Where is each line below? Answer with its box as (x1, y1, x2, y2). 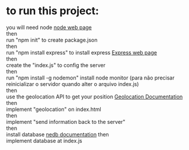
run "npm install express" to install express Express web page (6, 49, 157, 56)
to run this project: (6, 4, 100, 18)
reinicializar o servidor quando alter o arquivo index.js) (6, 80, 139, 87)
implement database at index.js (6, 137, 82, 144)
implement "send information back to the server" (6, 118, 126, 125)
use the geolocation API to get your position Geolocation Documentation (6, 93, 183, 100)
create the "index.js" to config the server (6, 61, 105, 69)
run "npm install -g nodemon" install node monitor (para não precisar (6, 74, 175, 81)
